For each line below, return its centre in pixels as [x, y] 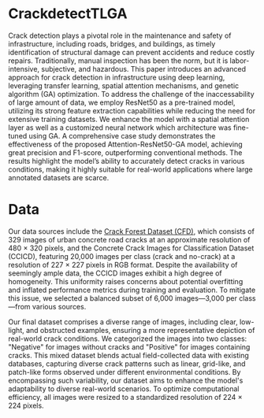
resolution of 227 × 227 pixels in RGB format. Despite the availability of [123, 264]
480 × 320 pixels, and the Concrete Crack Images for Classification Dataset [131, 248]
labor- [240, 61]
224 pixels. [26, 405]
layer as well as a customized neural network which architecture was [120, 128]
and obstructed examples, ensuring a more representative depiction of [141, 330]
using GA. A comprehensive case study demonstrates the [122, 135]
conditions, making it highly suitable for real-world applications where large [131, 169]
